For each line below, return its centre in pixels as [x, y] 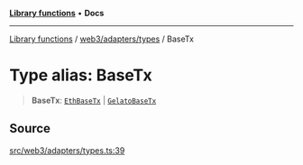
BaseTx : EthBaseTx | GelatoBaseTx [94, 100]
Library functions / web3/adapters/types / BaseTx [101, 39]
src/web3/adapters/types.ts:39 [67, 150]
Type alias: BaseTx [81, 75]
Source [30, 128]
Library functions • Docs [57, 13]
